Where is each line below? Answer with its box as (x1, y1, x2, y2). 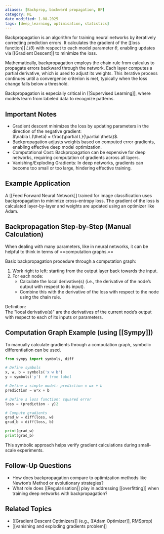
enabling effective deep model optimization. (12, 144, 102, 150)
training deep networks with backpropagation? (12, 490, 108, 496)
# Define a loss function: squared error (5, 397, 92, 402)
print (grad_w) (5, 428, 35, 434)
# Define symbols (5, 365, 41, 370)
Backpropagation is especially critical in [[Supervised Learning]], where (5, 90, 151, 96)
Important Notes (5, 110, 57, 119)
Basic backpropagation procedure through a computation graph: (5, 258, 137, 264)
